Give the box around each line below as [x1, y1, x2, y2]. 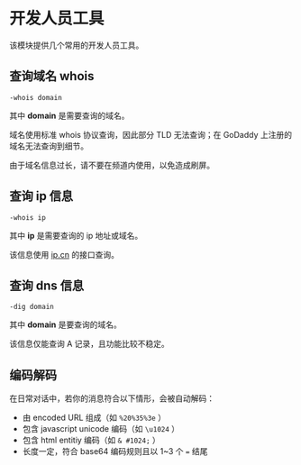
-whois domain [9, 93, 63, 102]
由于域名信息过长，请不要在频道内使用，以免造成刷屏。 [9, 160, 214, 170]
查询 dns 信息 [9, 278, 85, 293]
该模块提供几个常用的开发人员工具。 [9, 40, 144, 50]
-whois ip [9, 213, 47, 222]
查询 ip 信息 [9, 188, 74, 204]
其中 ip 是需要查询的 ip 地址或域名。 [9, 230, 143, 241]
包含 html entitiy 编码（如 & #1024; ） [22, 434, 160, 446]
